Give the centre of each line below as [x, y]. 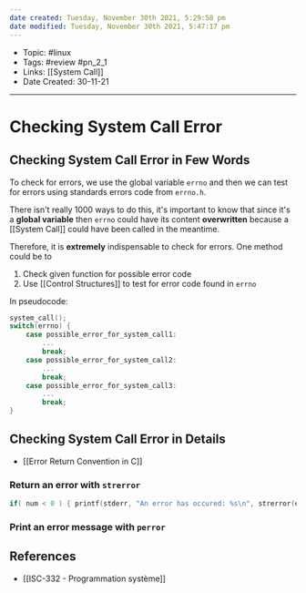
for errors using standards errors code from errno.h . [108, 191]
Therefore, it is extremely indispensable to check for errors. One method [146, 246]
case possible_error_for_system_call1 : [102, 335]
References [43, 557]
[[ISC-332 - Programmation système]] [94, 578]
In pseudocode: [39, 301]
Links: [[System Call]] [63, 72]
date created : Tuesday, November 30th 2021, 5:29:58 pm [117, 18]
